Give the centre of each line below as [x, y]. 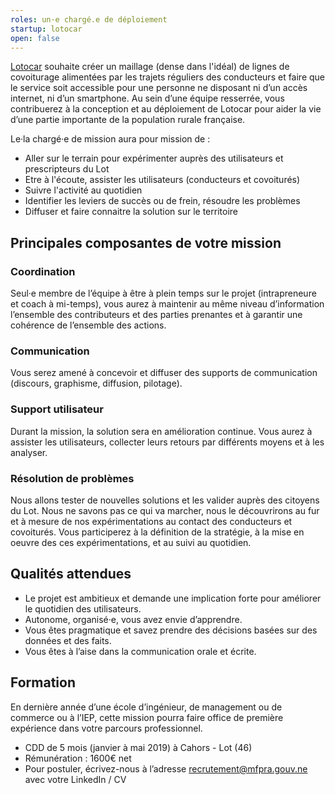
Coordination [43, 271]
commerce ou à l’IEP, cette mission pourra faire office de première [147, 717]
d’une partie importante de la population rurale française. [128, 120]
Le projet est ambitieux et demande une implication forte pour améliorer [173, 598]
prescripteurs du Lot [67, 169]
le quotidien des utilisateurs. [83, 608]
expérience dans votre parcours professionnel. [106, 728]
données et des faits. [68, 640]
